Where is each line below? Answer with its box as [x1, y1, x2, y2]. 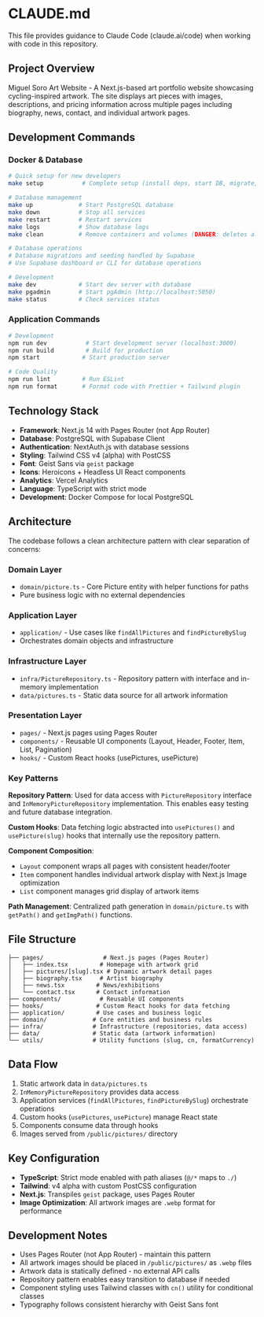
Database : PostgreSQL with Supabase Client [19, 434, 165, 443]
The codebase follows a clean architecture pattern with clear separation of [8, 536, 250, 546]
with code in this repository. [8, 39, 98, 48]
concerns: [8, 544, 42, 553]
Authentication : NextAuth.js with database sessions [19, 442, 190, 451]
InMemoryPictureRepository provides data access [19, 1087, 179, 1097]
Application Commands [8, 314, 101, 325]
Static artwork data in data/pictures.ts [19, 1078, 148, 1088]
